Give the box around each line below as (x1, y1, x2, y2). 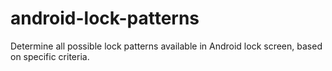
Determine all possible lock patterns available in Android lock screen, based (10, 40, 323, 52)
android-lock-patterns (10, 7, 200, 30)
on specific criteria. (10, 50, 90, 62)
